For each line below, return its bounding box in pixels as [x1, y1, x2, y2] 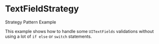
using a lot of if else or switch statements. [5, 33, 92, 39]
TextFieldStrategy [5, 3, 79, 14]
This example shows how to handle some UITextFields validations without [5, 28, 154, 34]
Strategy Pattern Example [5, 19, 56, 25]
